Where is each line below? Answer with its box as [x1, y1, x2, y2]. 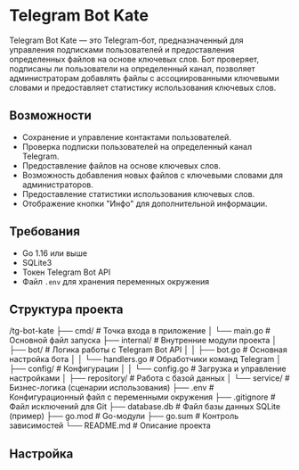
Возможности [9, 108, 92, 123]
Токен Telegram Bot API [21, 267, 111, 277]
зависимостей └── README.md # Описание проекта [9, 420, 211, 431]
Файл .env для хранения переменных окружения [21, 276, 210, 286]
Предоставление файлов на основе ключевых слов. [21, 160, 221, 170]
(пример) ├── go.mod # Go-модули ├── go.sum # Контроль [9, 411, 239, 422]
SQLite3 [21, 257, 53, 268]
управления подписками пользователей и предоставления [9, 44, 235, 54]
